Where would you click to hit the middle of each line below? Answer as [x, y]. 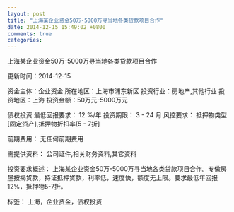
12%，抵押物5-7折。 [37, 187]
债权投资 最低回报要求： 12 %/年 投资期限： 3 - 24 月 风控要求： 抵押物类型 [117, 115]
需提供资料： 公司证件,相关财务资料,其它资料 [72, 154]
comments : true [30, 34]
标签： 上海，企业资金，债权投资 [55, 201]
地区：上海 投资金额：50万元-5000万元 [71, 100]
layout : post [27, 14]
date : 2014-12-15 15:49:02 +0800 [57, 27]
